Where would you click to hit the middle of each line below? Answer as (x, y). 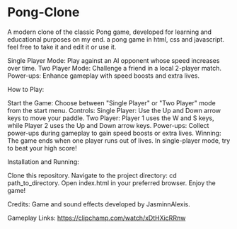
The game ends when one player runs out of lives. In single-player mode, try (119, 140)
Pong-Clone (44, 12)
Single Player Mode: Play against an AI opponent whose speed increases (114, 60)
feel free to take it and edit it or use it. (62, 47)
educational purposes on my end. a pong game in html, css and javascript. (116, 39)
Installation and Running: (43, 162)
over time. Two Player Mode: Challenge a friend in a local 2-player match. (114, 68)
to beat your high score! (42, 148)
